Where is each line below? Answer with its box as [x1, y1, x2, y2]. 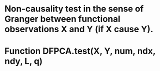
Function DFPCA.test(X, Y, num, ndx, [4, 46, 156, 57]
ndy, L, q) [4, 56, 43, 67]
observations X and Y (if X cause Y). [4, 24, 153, 35]
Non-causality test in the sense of [4, 3, 144, 14]
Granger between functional [4, 13, 120, 24]
